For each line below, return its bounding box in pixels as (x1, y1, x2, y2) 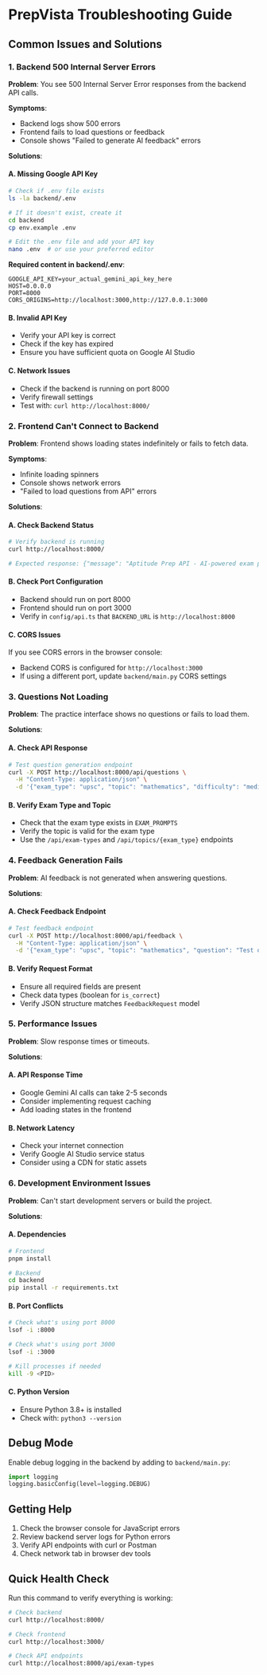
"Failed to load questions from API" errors (19, 486, 157, 496)
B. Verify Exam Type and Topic (8, 800, 111, 810)
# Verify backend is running (8, 538, 105, 546)
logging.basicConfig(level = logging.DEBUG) (8, 1480, 151, 1488)
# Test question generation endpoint (8, 761, 133, 769)
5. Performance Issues (8, 1018, 98, 1029)
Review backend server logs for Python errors (19, 1532, 171, 1542)
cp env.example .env (8, 223, 77, 232)
